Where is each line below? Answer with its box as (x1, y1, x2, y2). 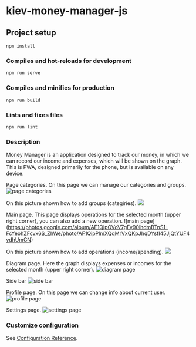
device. (6, 170, 24, 177)
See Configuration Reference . (6, 335, 78, 342)
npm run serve (6, 70, 41, 76)
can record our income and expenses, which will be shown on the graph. (6, 157, 182, 164)
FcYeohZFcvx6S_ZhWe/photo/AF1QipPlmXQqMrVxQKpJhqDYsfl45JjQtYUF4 (6, 230, 190, 237)
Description (6, 137, 40, 146)
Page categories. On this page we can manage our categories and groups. (6, 181, 187, 189)
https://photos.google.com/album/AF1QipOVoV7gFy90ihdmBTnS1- (8, 224, 168, 231)
